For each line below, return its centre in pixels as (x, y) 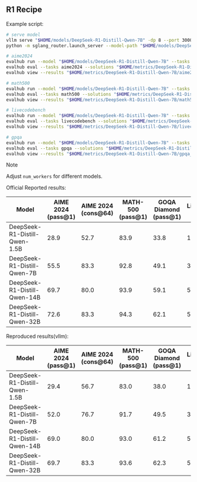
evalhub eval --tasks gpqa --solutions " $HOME (64, 148)
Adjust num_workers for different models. (54, 177)
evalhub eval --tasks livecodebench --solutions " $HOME (76, 121)
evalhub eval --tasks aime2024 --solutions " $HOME (69, 67)
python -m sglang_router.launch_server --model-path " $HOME (81, 46)
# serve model (23, 35)
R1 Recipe (24, 10)
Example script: (25, 24)
